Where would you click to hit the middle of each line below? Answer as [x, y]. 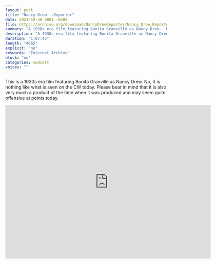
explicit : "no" [22, 48]
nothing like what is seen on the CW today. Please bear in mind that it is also [86, 87]
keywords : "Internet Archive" [38, 53]
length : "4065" [22, 43]
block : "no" [18, 58]
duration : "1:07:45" [27, 39]
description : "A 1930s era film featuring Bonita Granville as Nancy [81, 34]
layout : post [19, 10]
